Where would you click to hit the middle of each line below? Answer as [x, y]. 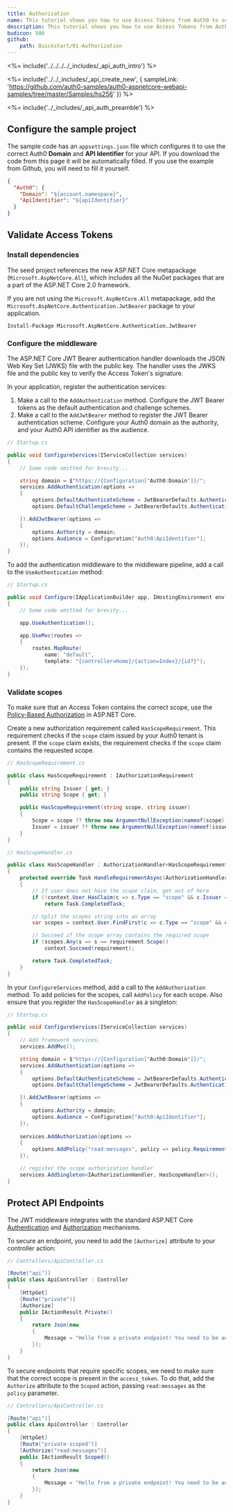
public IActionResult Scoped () [65, 1457]
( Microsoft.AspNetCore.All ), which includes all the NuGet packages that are [116, 277]
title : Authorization [38, 14]
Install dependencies [43, 255]
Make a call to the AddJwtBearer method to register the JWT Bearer [112, 415]
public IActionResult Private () [66, 1312]
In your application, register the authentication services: [87, 387]
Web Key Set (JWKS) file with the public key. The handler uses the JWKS [112, 366]
